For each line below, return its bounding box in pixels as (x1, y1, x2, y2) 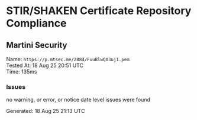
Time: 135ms (6, 68, 37, 75)
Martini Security (6, 40, 67, 50)
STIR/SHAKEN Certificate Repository (6, 4, 192, 18)
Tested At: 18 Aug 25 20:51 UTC (6, 62, 84, 69)
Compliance (6, 16, 67, 30)
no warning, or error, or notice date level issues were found (6, 96, 151, 104)
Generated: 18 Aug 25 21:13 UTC (6, 108, 85, 115)
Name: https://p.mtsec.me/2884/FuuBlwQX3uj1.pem (6, 56, 130, 62)
